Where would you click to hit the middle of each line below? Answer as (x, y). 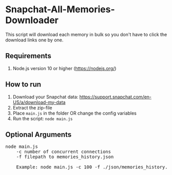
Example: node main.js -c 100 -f (58, 167)
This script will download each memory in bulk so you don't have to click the (86, 34)
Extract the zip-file (32, 107)
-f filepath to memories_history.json (65, 157)
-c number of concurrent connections (64, 152)
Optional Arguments (39, 134)
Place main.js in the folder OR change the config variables (75, 113)
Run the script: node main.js (43, 118)
